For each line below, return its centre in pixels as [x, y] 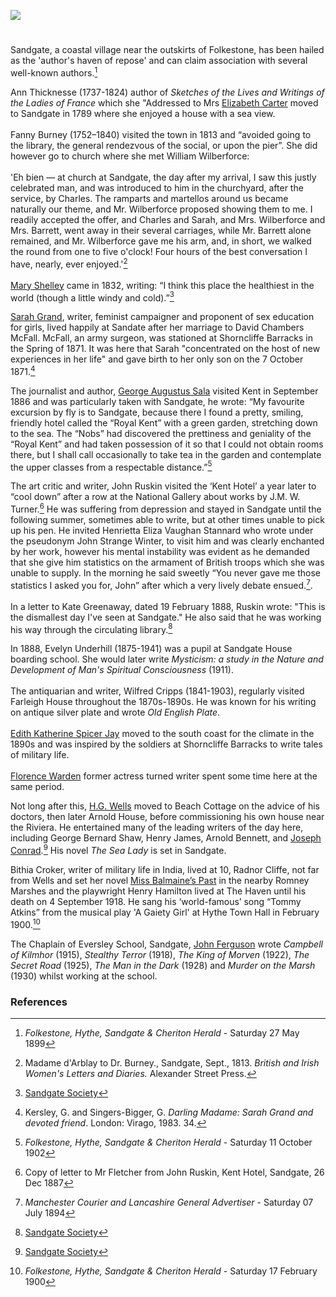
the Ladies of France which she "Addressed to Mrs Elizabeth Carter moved [164, 102]
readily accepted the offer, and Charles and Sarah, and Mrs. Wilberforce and [168, 219]
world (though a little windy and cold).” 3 [92, 297]
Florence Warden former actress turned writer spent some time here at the [164, 776]
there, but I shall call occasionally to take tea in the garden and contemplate [166, 454]
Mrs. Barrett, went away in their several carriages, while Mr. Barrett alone [161, 230]
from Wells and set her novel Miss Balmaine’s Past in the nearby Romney [160, 881]
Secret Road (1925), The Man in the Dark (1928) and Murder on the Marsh [163, 965]
